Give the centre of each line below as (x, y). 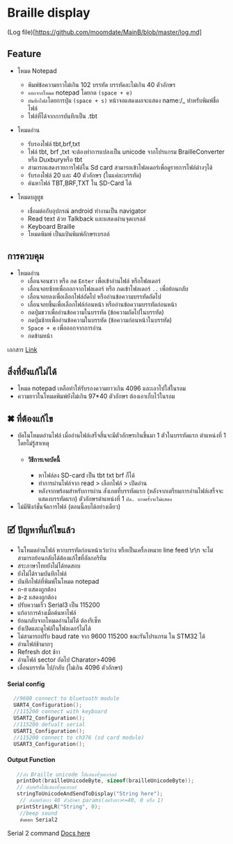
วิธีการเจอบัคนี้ (44, 459)
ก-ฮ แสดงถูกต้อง (37, 589)
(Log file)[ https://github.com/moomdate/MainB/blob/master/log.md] (105, 32)
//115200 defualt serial (49, 724)
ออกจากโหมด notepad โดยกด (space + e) (80, 93)
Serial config (26, 684)
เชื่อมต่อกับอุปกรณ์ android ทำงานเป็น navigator (87, 211)
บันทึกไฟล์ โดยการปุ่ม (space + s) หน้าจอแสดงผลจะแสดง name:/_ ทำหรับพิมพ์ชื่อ (123, 100)
